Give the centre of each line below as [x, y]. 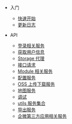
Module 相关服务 [35, 71]
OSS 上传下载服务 [36, 84]
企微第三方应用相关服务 [42, 116]
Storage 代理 [31, 58]
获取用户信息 [31, 52]
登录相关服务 [31, 46]
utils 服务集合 [31, 103]
